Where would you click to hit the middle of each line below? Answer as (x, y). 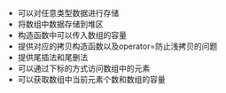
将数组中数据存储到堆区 (60, 24)
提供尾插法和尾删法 (53, 57)
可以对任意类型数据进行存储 (68, 13)
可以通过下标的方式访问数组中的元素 (84, 68)
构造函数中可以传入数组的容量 (72, 35)
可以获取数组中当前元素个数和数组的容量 (91, 79)
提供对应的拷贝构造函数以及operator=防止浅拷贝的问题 (117, 46)
